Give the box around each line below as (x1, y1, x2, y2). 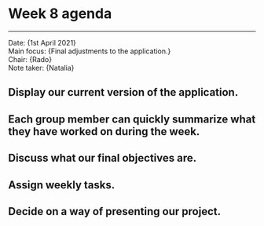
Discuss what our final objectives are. (8, 151, 197, 165)
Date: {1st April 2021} (8, 38, 77, 47)
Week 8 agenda (8, 5, 112, 23)
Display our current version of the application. (8, 86, 239, 99)
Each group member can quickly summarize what (8, 112, 256, 126)
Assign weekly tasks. (8, 178, 115, 191)
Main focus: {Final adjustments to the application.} (8, 46, 171, 56)
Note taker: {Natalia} (8, 63, 75, 72)
